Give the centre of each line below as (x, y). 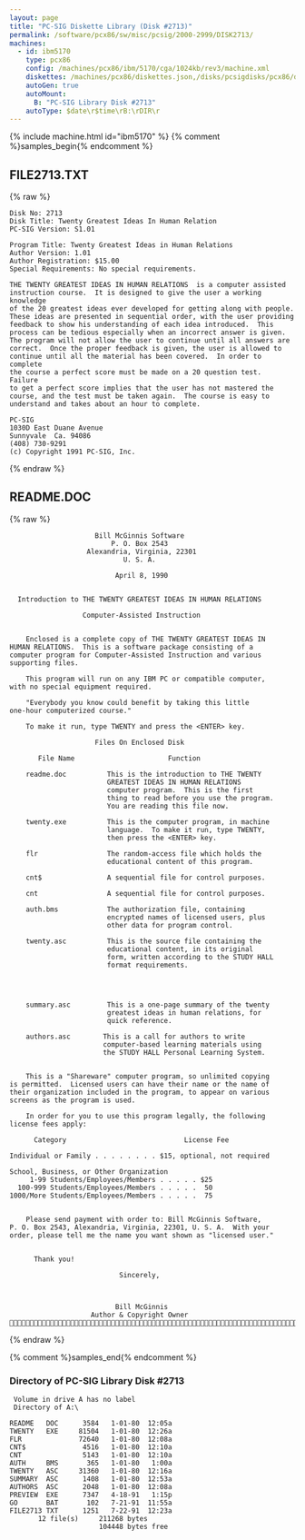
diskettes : (46, 77)
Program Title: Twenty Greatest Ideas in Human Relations (121, 245)
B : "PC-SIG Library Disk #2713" (94, 102)
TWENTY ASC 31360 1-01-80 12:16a (91, 1471)
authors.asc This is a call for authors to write (136, 1037)
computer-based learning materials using (182, 1044)
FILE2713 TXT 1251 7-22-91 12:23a (91, 1511)
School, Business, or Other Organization (89, 1172)
